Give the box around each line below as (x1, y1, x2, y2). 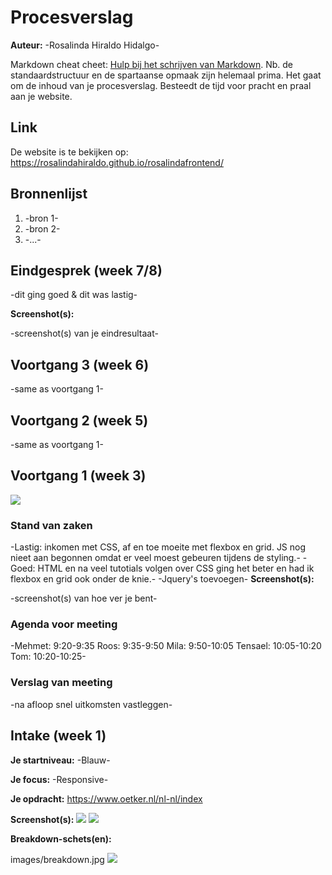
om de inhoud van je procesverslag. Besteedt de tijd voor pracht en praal (10, 79, 312, 91)
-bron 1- (24, 212, 59, 224)
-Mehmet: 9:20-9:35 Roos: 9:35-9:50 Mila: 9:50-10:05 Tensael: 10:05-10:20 (10, 640, 322, 652)
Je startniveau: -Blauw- (10, 754, 111, 766)
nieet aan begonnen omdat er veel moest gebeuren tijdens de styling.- (10, 552, 301, 564)
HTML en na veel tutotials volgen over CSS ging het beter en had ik (37, 562, 315, 575)
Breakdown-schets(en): (10, 832, 112, 845)
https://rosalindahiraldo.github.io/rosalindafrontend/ (10, 156, 224, 168)
